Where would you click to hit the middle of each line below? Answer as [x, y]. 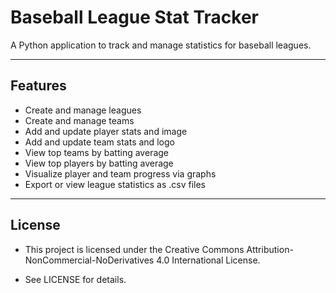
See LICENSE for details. [75, 279]
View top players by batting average [99, 163]
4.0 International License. [208, 260]
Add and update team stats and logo [99, 142]
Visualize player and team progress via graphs [120, 173]
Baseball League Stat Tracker [135, 17]
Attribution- [270, 249]
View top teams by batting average [97, 152]
